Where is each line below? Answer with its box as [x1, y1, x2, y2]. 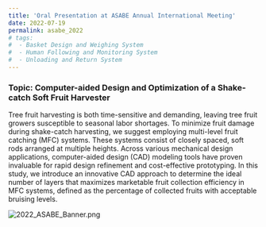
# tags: [8, 33, 34, 42]
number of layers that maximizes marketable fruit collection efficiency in [8, 178, 245, 187]
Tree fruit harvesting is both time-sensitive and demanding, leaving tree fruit [8, 110, 258, 120]
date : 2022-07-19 [8, 19, 66, 27]
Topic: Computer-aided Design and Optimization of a [8, 82, 216, 93]
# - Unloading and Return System [8, 56, 123, 64]
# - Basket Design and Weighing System [8, 41, 145, 49]
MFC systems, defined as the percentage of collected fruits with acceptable [8, 186, 257, 195]
